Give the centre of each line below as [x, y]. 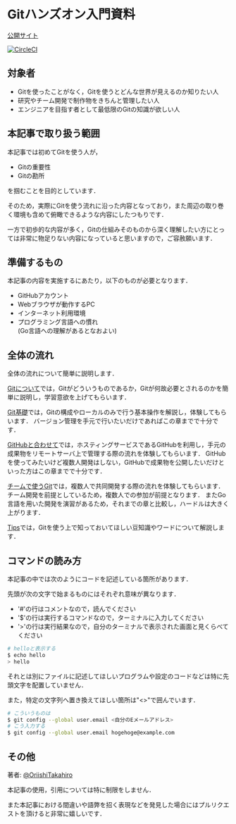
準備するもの [35, 262]
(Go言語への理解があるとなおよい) [67, 331]
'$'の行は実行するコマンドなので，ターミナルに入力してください [111, 618]
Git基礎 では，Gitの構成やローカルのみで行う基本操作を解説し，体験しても [114, 412]
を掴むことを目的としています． [54, 190]
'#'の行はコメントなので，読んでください [76, 609]
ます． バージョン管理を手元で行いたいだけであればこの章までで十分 [113, 421]
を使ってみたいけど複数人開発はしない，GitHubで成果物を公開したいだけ [113, 463]
